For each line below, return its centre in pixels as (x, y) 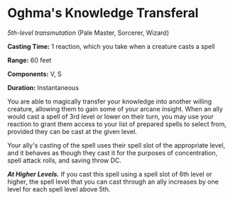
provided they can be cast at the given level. (72, 131)
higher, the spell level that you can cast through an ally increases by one (113, 182)
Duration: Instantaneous (43, 87)
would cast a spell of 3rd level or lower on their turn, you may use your (111, 116)
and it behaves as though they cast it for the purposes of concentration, (113, 152)
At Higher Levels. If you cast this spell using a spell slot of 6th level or (110, 174)
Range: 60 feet (29, 60)
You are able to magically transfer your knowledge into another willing (109, 101)
